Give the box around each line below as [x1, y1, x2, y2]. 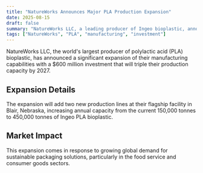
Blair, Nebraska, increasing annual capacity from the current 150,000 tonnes [6, 107, 196, 114]
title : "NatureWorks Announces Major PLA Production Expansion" [6, 8, 172, 15]
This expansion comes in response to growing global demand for [6, 146, 168, 154]
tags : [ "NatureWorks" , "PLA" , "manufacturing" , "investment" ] [6, 31, 166, 37]
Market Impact [6, 131, 63, 141]
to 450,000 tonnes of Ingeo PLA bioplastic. [6, 113, 114, 121]
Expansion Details [6, 84, 76, 95]
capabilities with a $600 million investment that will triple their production [6, 61, 188, 68]
